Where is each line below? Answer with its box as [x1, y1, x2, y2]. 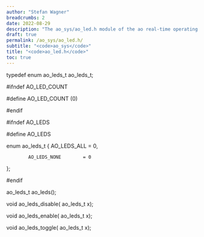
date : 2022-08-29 [6, 20, 51, 26]
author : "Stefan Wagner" [6, 9, 70, 15]
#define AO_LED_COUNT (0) [6, 95, 78, 102]
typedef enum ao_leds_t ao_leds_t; [6, 71, 93, 78]
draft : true [6, 32, 37, 38]
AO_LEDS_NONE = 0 [28, 154, 92, 160]
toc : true [6, 54, 32, 60]
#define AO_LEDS [6, 130, 51, 137]
